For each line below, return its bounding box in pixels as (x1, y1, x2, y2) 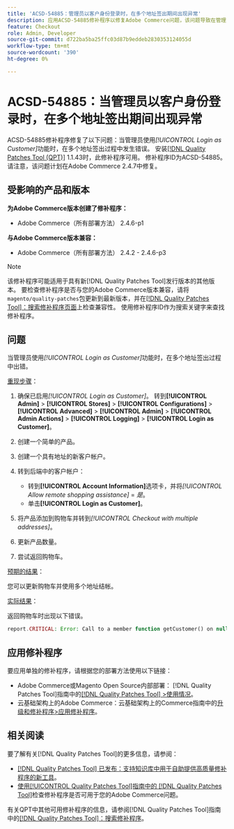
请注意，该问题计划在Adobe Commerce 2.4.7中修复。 (7, 162, 162, 170)
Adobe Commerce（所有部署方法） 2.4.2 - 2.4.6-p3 (17, 248, 166, 256)
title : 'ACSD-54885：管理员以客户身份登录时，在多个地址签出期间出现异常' (7, 10, 202, 17)
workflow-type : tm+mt (7, 42, 70, 49)
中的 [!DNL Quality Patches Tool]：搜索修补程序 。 (7, 814, 148, 822)
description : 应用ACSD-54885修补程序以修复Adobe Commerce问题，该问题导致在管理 (7, 17, 226, 24)
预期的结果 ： (7, 567, 44, 575)
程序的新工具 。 (17, 773, 61, 781)
